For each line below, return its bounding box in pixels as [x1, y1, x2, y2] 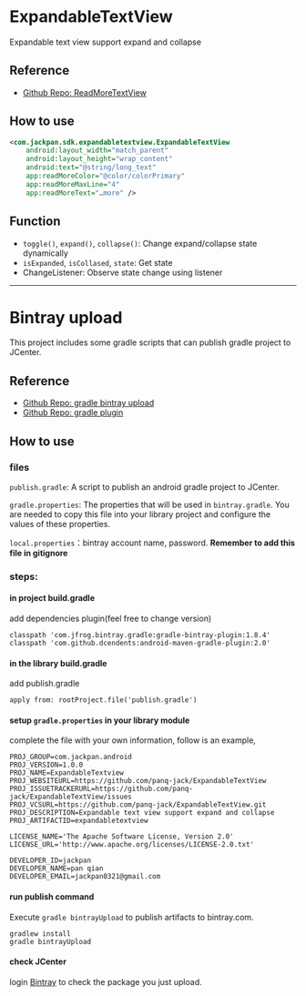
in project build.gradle [9, 593, 96, 604]
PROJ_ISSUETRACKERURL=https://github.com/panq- [9, 785, 194, 794]
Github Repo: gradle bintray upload [22, 398, 155, 409]
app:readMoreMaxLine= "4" [25, 179, 120, 188]
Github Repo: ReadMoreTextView [22, 86, 148, 97]
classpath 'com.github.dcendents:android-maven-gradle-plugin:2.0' [9, 639, 271, 648]
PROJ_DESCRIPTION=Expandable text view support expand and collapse [9, 808, 275, 818]
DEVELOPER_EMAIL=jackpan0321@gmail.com [9, 872, 161, 881]
